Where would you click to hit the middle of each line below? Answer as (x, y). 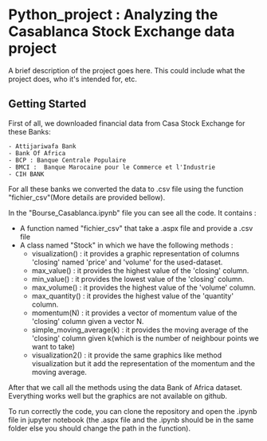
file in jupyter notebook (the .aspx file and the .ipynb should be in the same (131, 420)
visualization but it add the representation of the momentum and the (143, 363)
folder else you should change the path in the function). (100, 428)
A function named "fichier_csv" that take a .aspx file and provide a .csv (136, 228)
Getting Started (47, 104)
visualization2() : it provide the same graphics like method (126, 355)
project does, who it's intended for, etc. (73, 79)
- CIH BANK (26, 174)
